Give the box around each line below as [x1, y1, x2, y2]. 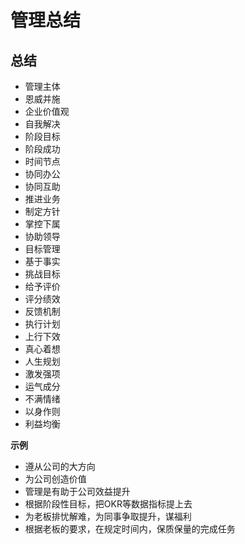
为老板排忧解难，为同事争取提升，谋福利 [24, 511, 192, 522]
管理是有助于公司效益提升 [24, 486, 131, 497]
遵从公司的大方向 [24, 461, 96, 472]
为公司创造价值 [24, 473, 87, 485]
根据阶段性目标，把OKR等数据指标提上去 [24, 498, 193, 510]
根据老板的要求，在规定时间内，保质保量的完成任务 [24, 523, 236, 535]
